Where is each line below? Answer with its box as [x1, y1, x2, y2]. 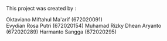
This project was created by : [6, 5, 77, 12]
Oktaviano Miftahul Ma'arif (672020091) [6, 16, 103, 23]
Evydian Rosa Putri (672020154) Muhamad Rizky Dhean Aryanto [6, 23, 162, 29]
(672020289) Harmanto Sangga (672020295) [6, 28, 117, 35]
